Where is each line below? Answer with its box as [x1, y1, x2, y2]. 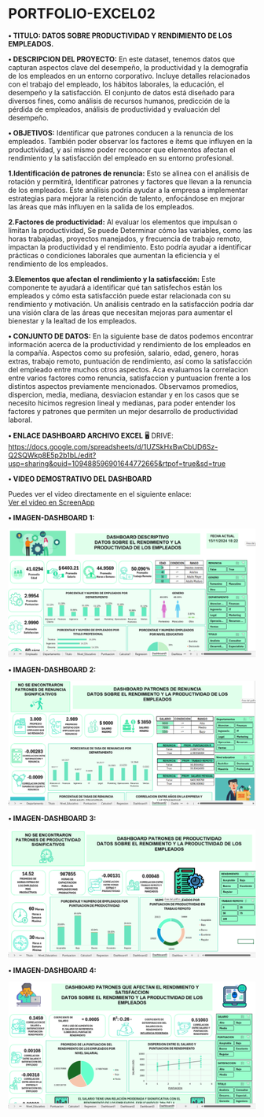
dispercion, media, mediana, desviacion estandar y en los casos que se [8, 390, 240, 399]
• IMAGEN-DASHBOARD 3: [8, 814, 97, 823]
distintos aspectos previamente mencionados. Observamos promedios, [8, 381, 239, 390]
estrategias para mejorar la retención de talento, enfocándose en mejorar [8, 194, 245, 203]
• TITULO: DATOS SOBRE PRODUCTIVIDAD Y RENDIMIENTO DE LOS [8, 31, 233, 40]
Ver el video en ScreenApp [8, 497, 95, 507]
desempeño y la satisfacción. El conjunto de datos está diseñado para [8, 87, 235, 97]
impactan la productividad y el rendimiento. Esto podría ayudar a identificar [8, 242, 251, 252]
